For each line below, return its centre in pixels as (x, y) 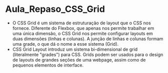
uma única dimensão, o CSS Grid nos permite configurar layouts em (82, 33)
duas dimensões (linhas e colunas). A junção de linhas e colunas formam (88, 39)
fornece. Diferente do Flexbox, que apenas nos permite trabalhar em (83, 28)
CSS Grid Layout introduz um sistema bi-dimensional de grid (75, 49)
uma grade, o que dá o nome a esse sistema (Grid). (65, 44)
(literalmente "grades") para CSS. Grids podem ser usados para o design (88, 54)
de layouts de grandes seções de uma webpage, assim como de (79, 60)
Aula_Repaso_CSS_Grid (55, 9)
